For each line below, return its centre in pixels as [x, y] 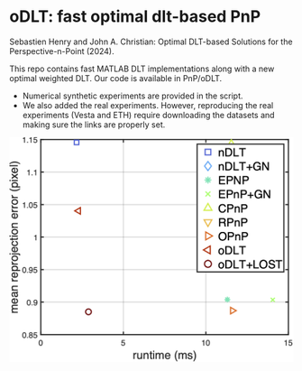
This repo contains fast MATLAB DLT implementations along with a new [142, 69]
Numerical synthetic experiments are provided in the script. [133, 96]
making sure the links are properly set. [94, 125]
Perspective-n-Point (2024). [62, 51]
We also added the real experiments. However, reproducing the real [148, 105]
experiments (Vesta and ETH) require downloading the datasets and [148, 115]
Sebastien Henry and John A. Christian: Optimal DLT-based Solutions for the [151, 42]
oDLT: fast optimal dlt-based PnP [135, 17]
